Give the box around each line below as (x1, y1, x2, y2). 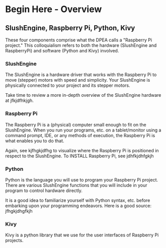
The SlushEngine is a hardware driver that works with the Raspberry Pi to (5, 72, 157, 78)
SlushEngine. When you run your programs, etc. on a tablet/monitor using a (5, 127, 161, 133)
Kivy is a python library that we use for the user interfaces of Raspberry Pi (5, 232, 159, 238)
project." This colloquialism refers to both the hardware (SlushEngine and (5, 42, 157, 48)
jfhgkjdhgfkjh (5, 208, 33, 214)
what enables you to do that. (5, 138, 64, 144)
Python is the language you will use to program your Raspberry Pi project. (5, 176, 158, 182)
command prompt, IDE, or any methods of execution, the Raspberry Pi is (5, 132, 155, 138)
